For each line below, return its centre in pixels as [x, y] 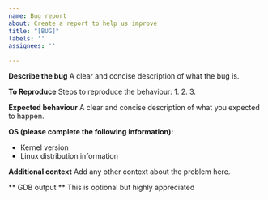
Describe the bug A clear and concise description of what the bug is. [124, 76]
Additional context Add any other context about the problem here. [119, 172]
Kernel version [44, 147]
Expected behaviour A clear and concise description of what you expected [134, 108]
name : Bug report [38, 16]
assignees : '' [32, 46]
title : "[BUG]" [34, 31]
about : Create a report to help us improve [83, 23]
